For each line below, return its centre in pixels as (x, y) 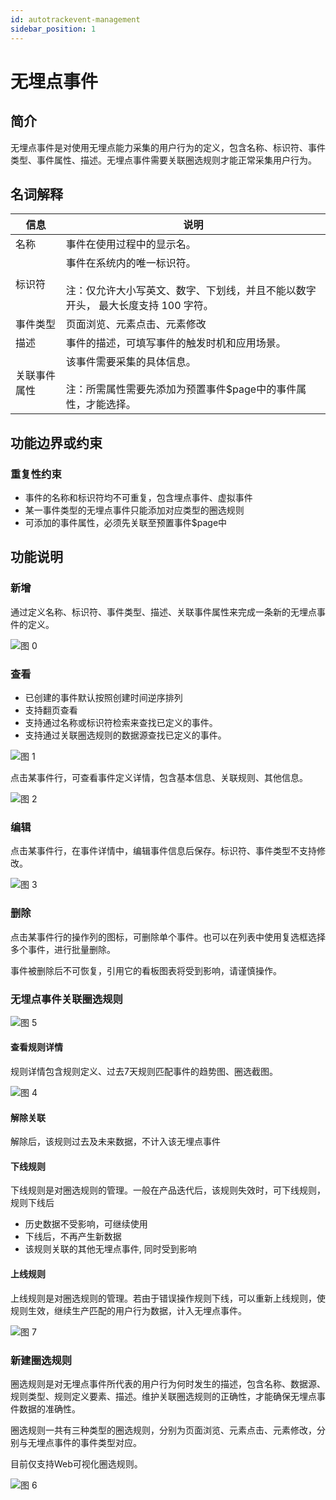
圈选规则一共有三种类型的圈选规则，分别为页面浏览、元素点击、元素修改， (163, 1430)
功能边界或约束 (56, 442)
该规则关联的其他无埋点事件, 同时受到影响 (110, 1249)
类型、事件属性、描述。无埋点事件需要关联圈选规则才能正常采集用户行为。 (163, 160)
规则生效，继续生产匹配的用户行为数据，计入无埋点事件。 (128, 1310)
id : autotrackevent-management (75, 19)
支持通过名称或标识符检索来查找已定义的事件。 (121, 722)
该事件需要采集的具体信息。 (131, 362)
